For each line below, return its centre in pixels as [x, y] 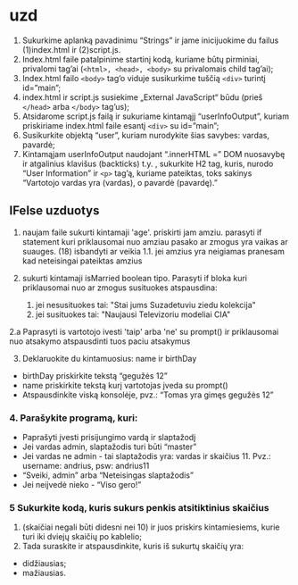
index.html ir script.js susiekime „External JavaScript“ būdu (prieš [142, 97]
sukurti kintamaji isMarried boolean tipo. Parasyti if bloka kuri [135, 278]
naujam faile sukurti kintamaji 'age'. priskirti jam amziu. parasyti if [142, 232]
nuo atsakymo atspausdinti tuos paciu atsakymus [100, 341]
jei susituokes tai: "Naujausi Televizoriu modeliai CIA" [133, 314]
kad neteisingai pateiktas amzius [82, 261]
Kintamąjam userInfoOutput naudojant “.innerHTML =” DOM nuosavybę [153, 154]
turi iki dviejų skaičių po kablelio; [82, 537]
